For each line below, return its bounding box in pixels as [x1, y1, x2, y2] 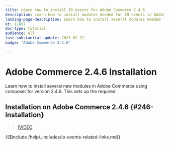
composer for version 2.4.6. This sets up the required [5, 88, 116, 94]
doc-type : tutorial [5, 26, 46, 31]
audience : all [5, 31, 35, 36]
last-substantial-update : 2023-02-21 [5, 36, 84, 41]
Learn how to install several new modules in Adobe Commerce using [5, 83, 147, 89]
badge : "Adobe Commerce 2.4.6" [5, 40, 71, 45]
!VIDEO [17, 124, 33, 130]
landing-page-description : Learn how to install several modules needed [5, 17, 161, 22]
